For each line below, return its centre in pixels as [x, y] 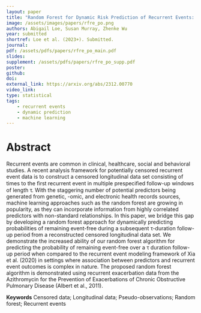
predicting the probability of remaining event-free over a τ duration [89, 248]
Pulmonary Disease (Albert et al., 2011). [55, 286]
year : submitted [26, 34]
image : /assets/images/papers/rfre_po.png [60, 23]
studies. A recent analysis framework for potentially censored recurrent [94, 170]
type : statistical [29, 95]
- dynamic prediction [44, 112]
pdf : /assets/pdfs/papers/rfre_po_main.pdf [61, 51]
